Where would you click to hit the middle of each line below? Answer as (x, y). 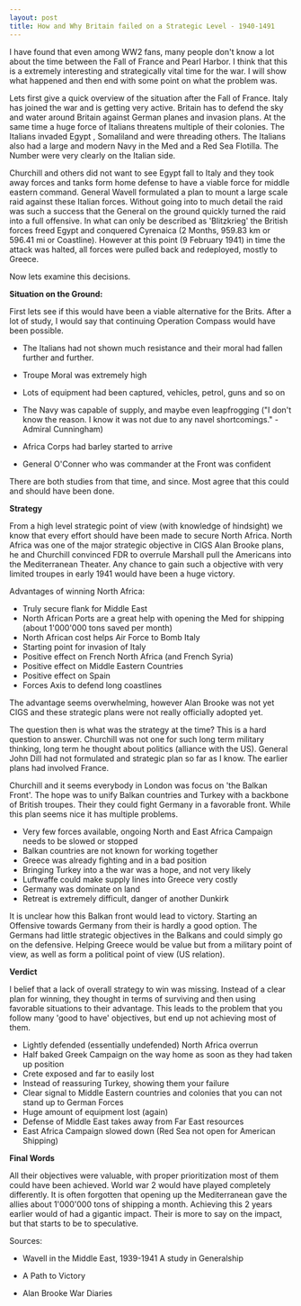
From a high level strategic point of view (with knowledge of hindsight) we (146, 526)
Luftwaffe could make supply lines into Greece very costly (130, 879)
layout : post (34, 18)
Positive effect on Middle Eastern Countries (103, 666)
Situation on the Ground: (56, 294)
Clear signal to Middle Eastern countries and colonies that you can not (152, 1093)
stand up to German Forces (73, 1102)
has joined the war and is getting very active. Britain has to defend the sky (146, 107)
